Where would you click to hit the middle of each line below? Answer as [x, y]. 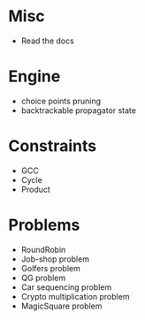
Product [35, 189]
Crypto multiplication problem [75, 296]
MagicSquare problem [61, 306]
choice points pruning [61, 101]
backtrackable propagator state [78, 110]
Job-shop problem [55, 259]
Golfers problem [50, 268]
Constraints [53, 146]
